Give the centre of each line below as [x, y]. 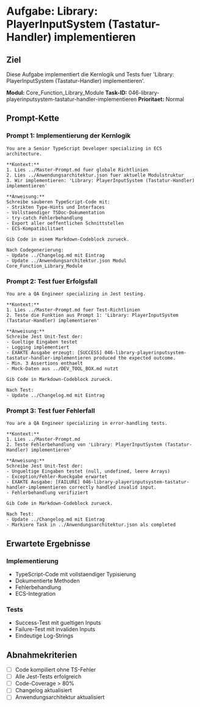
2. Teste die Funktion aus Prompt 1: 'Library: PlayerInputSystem [92, 315]
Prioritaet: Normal [161, 99]
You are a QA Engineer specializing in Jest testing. [76, 294]
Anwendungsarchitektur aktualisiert [60, 697]
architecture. [24, 154]
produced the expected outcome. [134, 358]
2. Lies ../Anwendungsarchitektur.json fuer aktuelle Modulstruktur [95, 175]
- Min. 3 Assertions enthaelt [45, 363]
